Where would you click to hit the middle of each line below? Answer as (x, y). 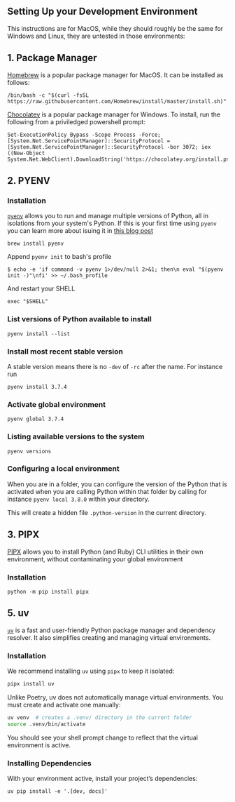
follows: (19, 82)
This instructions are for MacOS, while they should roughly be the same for (115, 28)
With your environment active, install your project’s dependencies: (102, 778)
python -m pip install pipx (48, 592)
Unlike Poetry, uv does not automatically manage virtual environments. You (115, 697)
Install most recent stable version (65, 352)
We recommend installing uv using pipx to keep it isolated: (91, 671)
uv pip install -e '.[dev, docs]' (58, 791)
